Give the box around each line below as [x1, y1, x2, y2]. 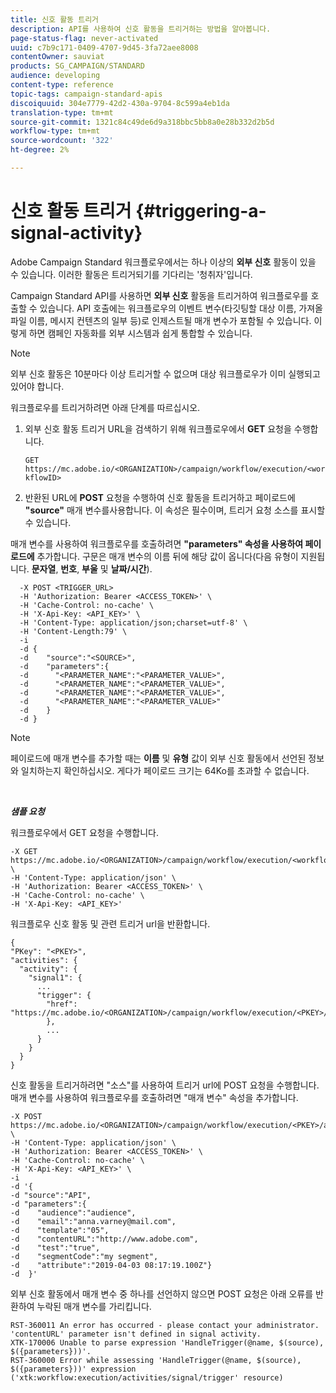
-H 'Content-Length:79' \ [19, 626, 128, 636]
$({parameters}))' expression [10, 1364, 137, 1374]
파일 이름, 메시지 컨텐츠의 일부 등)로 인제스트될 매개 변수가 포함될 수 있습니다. [10, 314, 312, 326]
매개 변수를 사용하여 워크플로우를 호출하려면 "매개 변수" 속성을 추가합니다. [10, 1091, 299, 1103]
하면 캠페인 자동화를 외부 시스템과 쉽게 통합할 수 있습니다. [28, 327, 253, 339]
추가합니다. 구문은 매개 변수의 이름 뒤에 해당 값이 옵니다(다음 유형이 [36, 550, 299, 562]
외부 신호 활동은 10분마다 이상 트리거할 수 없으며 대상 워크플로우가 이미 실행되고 [10, 367, 321, 380]
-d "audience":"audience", [10, 1207, 137, 1218]
